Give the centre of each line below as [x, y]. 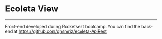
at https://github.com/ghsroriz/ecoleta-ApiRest [60, 31]
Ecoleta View [32, 9]
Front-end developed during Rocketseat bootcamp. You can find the [73, 26]
